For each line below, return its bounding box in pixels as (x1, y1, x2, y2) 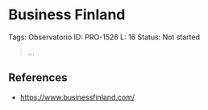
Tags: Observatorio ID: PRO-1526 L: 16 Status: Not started (8, 32, 200, 42)
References (8, 71, 68, 85)
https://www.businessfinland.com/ (19, 92, 135, 102)
